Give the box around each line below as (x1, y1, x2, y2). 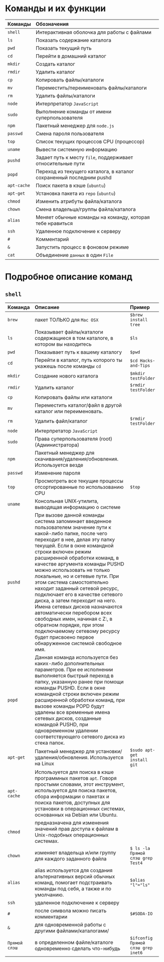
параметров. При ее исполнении (35, 666, 113, 673)
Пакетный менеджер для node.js (36, 122, 115, 129)
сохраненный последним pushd (36, 174, 112, 181)
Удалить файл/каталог (35, 418, 88, 424)
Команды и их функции (5, 3, 106, 14)
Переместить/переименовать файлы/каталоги (36, 84, 147, 91)
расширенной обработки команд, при (35, 696, 125, 703)
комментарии (35, 913, 67, 920)
